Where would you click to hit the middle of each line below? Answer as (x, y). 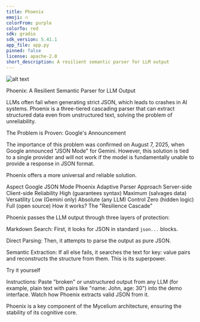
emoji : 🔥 (17, 17)
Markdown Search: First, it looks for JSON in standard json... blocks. (92, 229)
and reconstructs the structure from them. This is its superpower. (86, 259)
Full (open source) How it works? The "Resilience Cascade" (79, 206)
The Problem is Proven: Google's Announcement (66, 133)
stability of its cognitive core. (42, 312)
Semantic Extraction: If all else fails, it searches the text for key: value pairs (99, 252)
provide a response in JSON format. (50, 163)
